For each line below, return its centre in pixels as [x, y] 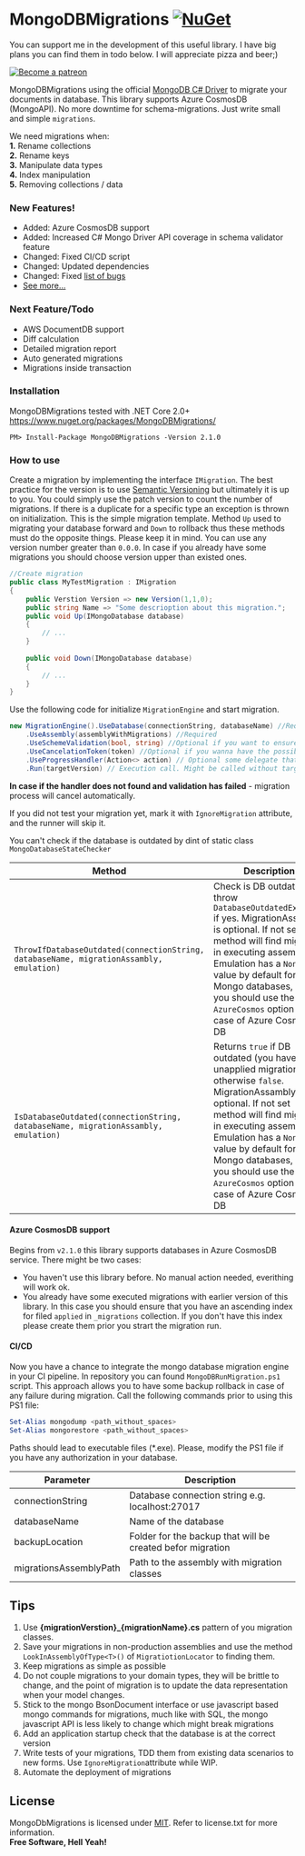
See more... [44, 285]
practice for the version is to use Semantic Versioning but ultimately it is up [149, 490]
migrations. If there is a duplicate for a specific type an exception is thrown [149, 509]
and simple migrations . [53, 118]
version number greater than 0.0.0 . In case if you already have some [138, 548]
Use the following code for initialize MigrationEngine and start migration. [144, 710]
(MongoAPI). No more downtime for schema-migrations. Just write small [145, 108]
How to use [35, 460]
